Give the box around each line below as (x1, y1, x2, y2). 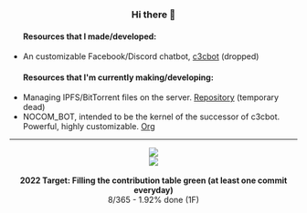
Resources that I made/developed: (22, 31, 157, 42)
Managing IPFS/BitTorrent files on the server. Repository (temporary (22, 92, 280, 103)
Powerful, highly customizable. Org (22, 121, 155, 132)
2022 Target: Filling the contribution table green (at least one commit (19, 175, 288, 186)
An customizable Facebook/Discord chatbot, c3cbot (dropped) (22, 51, 259, 62)
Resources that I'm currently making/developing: (22, 72, 215, 83)
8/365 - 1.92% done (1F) (108, 195, 199, 206)
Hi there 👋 (131, 8, 176, 21)
